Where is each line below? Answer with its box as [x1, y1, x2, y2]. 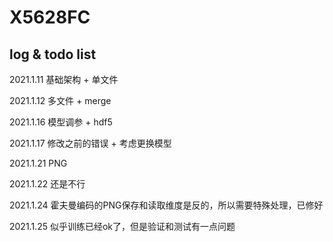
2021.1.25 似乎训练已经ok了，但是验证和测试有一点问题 [9, 221, 236, 232]
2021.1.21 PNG [9, 157, 68, 169]
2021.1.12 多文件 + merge [9, 95, 112, 106]
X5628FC [9, 6, 91, 29]
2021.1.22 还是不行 [9, 178, 86, 190]
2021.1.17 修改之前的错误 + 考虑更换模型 [9, 137, 172, 149]
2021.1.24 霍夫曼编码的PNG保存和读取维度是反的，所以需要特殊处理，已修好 [9, 199, 324, 211]
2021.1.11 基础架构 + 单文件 [9, 74, 119, 85]
